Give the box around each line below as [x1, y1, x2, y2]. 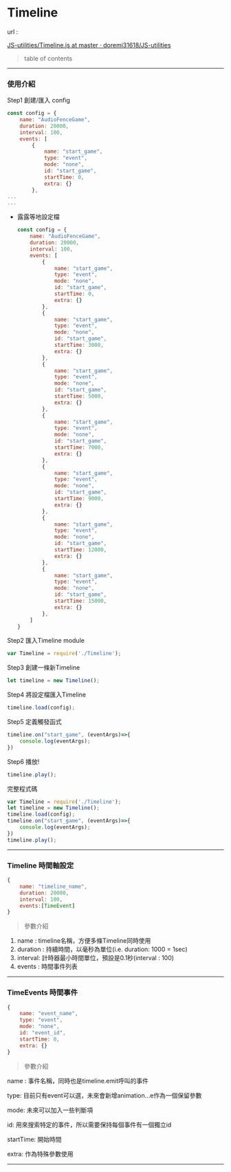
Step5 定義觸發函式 [7, 718, 62, 726]
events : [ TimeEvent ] [19, 902, 76, 909]
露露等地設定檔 [16, 213, 60, 221]
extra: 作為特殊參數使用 [7, 1149, 74, 1158]
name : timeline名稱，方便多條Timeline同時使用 [16, 937, 151, 945]
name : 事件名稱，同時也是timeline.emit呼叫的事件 [7, 1076, 149, 1085]
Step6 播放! [7, 757, 40, 765]
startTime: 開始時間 [7, 1135, 62, 1143]
